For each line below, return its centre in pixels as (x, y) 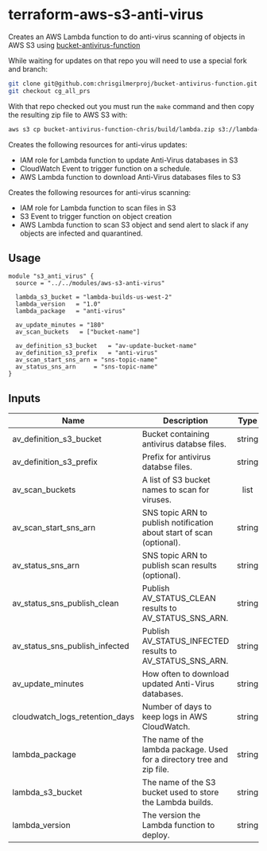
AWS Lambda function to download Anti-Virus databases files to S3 (130, 177)
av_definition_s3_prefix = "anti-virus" (87, 353)
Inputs (25, 398)
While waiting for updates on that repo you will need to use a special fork (128, 61)
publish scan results (179, 565)
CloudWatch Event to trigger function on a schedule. (106, 168)
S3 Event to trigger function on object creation (96, 216)
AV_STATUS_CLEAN (179, 599)
